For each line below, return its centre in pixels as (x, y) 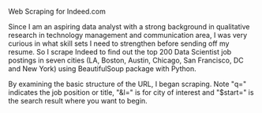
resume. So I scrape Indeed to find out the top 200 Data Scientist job (120, 52)
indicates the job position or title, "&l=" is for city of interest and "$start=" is (131, 92)
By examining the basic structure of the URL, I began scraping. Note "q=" (127, 84)
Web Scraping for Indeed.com (57, 11)
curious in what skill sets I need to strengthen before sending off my (119, 43)
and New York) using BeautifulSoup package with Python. (102, 69)
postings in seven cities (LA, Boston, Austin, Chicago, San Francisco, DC (126, 60)
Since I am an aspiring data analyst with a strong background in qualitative (129, 26)
